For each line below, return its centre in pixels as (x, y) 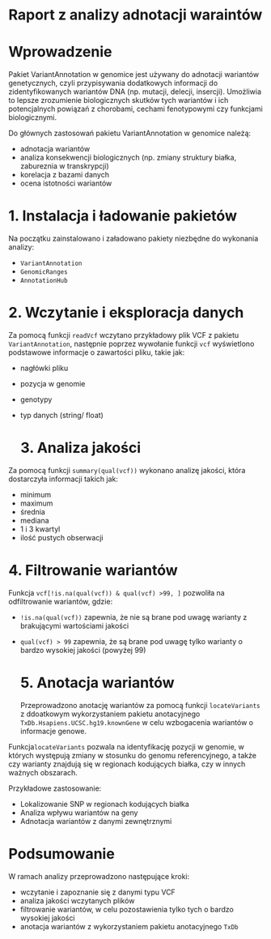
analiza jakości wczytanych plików (77, 900)
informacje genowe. (53, 731)
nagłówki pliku (44, 368)
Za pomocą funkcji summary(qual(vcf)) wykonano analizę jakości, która (127, 470)
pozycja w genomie (53, 384)
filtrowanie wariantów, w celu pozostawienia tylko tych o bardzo (127, 909)
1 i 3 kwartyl (40, 529)
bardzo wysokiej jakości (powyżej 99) (83, 650)
